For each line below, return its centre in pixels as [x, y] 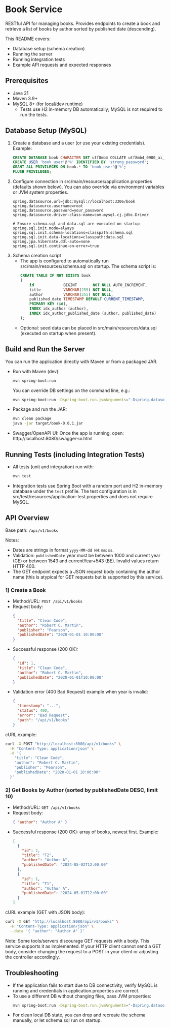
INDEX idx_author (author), [59, 309]
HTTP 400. [24, 566]
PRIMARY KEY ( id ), [49, 304]
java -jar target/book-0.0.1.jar [48, 424]
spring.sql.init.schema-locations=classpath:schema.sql [73, 233]
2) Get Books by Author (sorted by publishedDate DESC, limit [81, 790]
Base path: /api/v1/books [32, 530]
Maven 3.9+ [25, 98]
